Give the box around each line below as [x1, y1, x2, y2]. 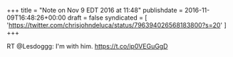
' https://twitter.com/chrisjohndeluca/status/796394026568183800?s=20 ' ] [6, 21, 227, 29]
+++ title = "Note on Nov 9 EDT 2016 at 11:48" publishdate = [6, 6, 183, 14]
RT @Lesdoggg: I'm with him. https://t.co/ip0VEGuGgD [6, 42, 168, 50]
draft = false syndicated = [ [67, 13, 147, 22]
